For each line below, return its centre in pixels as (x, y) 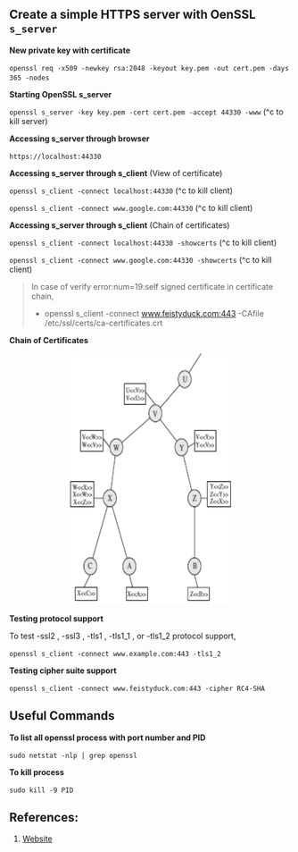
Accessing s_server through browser (79, 139)
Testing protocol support (57, 618)
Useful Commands (62, 716)
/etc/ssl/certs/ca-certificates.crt (103, 323)
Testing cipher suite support (63, 671)
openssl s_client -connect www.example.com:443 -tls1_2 (115, 654)
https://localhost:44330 (55, 156)
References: (44, 818)
